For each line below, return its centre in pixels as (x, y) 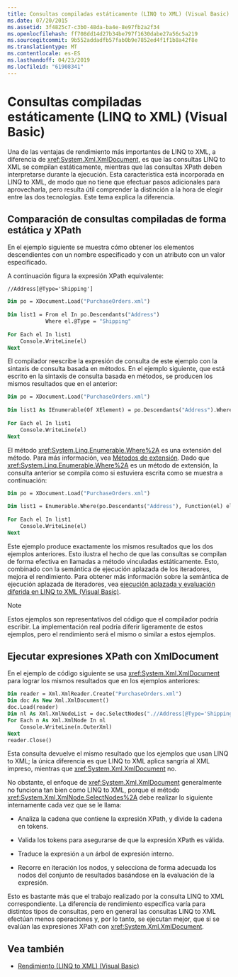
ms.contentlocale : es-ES (44, 54)
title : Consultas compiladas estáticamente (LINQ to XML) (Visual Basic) (119, 14)
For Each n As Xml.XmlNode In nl (57, 720)
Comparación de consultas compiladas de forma (117, 219)
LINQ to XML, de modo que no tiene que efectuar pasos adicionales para (114, 182)
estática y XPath (44, 230)
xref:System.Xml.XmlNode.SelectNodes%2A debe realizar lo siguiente (110, 797)
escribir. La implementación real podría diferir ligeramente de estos (105, 627)
